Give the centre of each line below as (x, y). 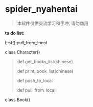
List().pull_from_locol (26, 42)
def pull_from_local (36, 90)
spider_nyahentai (41, 9)
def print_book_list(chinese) (45, 71)
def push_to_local (35, 80)
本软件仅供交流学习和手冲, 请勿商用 (53, 23)
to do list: (15, 33)
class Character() (23, 52)
